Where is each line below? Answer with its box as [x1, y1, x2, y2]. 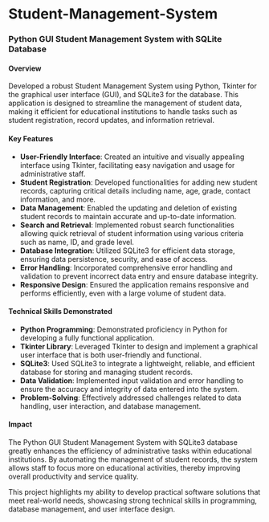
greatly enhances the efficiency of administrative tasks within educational [8, 446, 252, 455]
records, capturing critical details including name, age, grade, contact [19, 186, 251, 195]
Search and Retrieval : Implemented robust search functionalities [19, 220, 234, 230]
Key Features [8, 133, 54, 143]
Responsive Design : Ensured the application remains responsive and [19, 279, 249, 289]
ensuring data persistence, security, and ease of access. [19, 254, 208, 263]
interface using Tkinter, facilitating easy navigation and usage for [19, 160, 235, 169]
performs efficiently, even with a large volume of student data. [19, 288, 226, 298]
